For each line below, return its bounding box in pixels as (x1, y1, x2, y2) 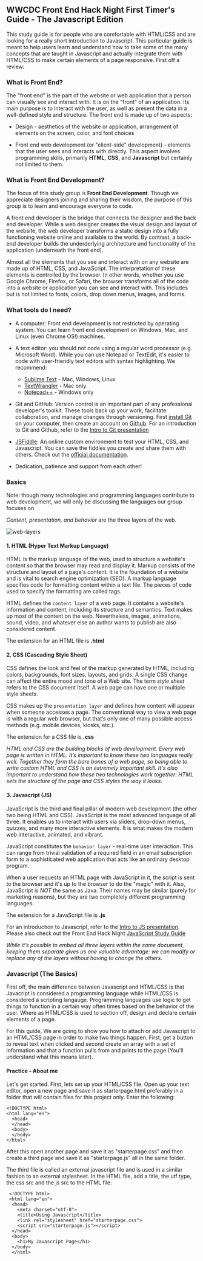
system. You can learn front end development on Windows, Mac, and (15, 326, 188, 333)
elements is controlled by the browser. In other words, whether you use (6, 271, 184, 278)
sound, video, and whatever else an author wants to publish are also (6, 619, 177, 626)
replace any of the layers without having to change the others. (6, 954, 162, 961)
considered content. (6, 626, 57, 633)
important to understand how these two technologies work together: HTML (6, 771, 194, 778)
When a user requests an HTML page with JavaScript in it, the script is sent (6, 874, 195, 881)
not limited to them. (15, 161, 64, 168)
